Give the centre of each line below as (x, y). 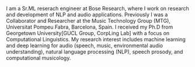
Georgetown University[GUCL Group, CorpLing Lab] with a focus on (88, 33)
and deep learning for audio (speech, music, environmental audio (85, 45)
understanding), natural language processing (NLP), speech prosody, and (95, 52)
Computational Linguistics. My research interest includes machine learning (96, 39)
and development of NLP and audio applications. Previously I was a (87, 15)
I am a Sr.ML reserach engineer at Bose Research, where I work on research (98, 8)
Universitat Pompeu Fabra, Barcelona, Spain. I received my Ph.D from (90, 27)
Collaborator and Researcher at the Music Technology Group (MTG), (88, 21)
